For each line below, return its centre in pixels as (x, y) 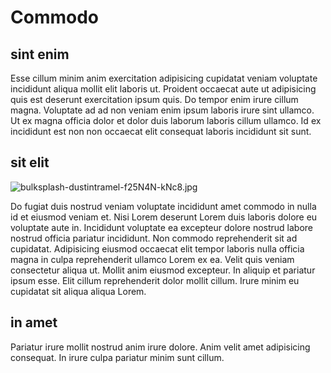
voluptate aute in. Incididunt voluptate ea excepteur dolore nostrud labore (162, 227)
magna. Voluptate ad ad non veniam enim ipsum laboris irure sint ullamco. (162, 110)
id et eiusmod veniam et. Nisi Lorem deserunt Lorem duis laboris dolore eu (164, 217)
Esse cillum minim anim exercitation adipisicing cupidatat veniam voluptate (164, 78)
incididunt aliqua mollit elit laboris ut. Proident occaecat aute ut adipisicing (163, 89)
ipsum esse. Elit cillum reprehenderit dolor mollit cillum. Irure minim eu (155, 280)
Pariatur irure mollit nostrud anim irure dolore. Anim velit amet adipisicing (160, 347)
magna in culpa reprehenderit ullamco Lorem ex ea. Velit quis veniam (152, 259)
